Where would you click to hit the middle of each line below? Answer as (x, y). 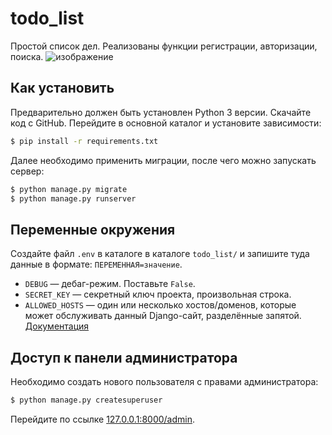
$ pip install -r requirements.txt (84, 141)
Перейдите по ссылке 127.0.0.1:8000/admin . (102, 419)
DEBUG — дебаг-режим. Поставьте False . (110, 284)
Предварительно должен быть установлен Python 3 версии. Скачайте (161, 112)
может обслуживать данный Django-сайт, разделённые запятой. (163, 316)
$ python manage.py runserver (73, 198)
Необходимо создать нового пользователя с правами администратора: (164, 381)
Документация (57, 326)
